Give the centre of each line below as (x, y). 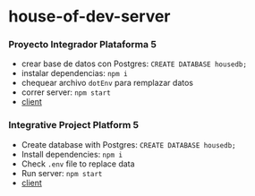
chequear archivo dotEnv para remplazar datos (107, 83)
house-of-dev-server (89, 17)
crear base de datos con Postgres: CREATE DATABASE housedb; (134, 64)
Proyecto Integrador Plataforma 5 (83, 45)
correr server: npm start (66, 92)
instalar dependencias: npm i (74, 73)
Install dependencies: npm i (72, 154)
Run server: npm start (62, 173)
